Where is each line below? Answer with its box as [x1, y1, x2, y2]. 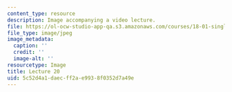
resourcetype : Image [7, 62, 67, 68]
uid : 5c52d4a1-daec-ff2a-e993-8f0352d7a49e [7, 74, 135, 82]
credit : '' [13, 49, 45, 56]
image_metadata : [7, 36, 54, 43]
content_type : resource [7, 10, 76, 17]
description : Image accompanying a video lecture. [7, 17, 156, 24]
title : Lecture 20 [7, 68, 60, 75]
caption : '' [13, 42, 48, 49]
